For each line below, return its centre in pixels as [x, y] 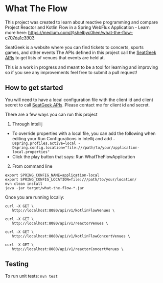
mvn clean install [24, 184]
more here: [16, 32]
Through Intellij [27, 124]
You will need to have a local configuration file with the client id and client [79, 100]
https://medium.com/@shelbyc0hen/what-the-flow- [81, 32]
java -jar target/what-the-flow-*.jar [45, 188]
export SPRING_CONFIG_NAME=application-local [52, 175]
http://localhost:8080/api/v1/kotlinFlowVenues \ [63, 210]
